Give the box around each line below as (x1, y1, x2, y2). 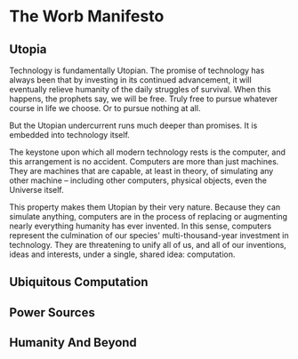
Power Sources (9, 305, 95, 320)
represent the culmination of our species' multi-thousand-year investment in (9, 230, 289, 241)
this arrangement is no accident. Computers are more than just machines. (9, 156, 279, 166)
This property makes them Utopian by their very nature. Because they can (9, 202, 281, 212)
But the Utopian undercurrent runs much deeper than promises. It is (9, 120, 258, 131)
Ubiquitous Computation (9, 275, 149, 290)
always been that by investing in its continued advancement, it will (9, 75, 252, 85)
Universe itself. (9, 185, 64, 195)
